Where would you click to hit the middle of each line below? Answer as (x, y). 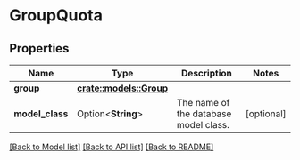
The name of (203, 103)
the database (204, 114)
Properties (39, 48)
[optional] (266, 114)
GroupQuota (56, 16)
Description (207, 73)
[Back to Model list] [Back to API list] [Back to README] (112, 147)
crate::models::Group (122, 88)
